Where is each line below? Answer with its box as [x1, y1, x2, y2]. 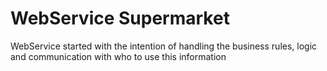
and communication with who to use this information [10, 50, 227, 62]
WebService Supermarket [10, 7, 230, 30]
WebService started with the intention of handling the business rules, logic [10, 40, 318, 52]
